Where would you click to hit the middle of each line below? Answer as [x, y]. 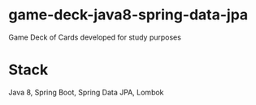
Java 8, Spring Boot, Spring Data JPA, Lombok [86, 92]
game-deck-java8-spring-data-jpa [128, 15]
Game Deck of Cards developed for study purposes [95, 37]
